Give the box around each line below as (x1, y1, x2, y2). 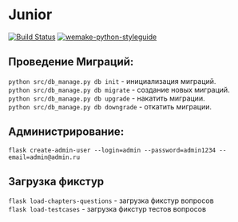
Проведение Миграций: (8, 55, 134, 69)
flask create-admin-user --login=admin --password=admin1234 (8, 146, 216, 154)
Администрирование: (8, 125, 125, 139)
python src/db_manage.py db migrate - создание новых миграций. (8, 85, 230, 94)
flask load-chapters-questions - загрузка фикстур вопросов (8, 196, 214, 205)
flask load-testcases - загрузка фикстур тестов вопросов (8, 204, 206, 214)
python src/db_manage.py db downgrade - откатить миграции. (8, 101, 212, 111)
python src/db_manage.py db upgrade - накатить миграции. (8, 93, 205, 103)
